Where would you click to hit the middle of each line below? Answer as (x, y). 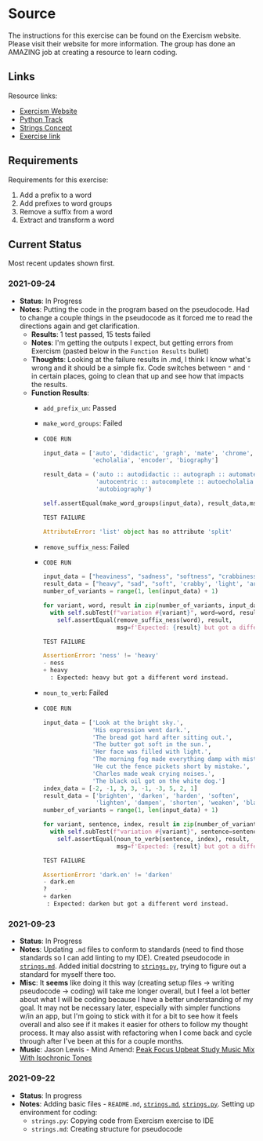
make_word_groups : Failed (83, 423)
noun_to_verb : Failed (76, 693)
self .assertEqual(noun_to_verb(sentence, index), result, (154, 839)
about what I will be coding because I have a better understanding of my (136, 1000)
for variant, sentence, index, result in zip (118, 825)
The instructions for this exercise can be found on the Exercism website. (124, 35)
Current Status (45, 244)
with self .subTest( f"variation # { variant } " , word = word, (143, 613)
